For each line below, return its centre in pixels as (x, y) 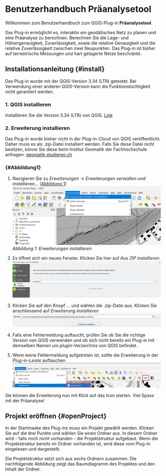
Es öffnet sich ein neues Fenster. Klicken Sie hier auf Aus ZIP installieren (86, 258)
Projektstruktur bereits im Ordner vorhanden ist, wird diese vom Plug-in (78, 444)
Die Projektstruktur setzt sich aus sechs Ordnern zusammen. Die (71, 459)
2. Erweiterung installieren (38, 128)
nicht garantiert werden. (30, 91)
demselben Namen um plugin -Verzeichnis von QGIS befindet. (75, 345)
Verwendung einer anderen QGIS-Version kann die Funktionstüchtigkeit (78, 86)
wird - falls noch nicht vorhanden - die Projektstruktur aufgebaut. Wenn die (82, 439)
